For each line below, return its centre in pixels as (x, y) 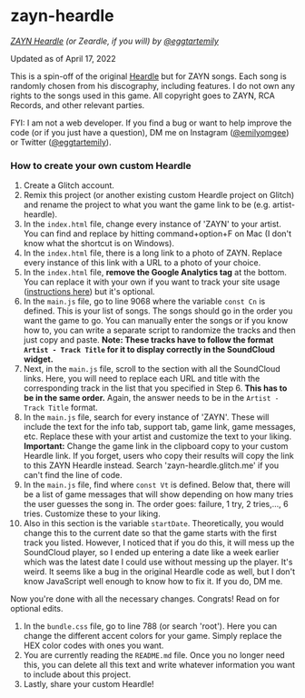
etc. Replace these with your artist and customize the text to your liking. (157, 436)
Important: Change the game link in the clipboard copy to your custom (156, 446)
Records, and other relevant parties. (78, 105)
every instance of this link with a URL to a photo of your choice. (142, 263)
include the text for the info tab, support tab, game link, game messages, (159, 427)
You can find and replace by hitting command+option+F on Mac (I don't (157, 234)
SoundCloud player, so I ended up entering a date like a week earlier (151, 553)
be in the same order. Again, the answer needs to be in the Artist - (151, 398)
